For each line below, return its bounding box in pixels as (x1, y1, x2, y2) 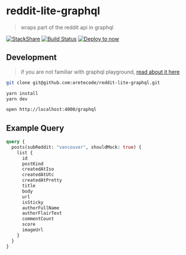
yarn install (6, 90, 39, 96)
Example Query (6, 123, 65, 133)
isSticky (21, 199, 44, 205)
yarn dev (6, 96, 28, 102)
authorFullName (21, 205, 60, 211)
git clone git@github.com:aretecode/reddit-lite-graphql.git (6, 79, 161, 85)
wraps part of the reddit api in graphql (20, 24, 114, 31)
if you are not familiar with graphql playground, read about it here (20, 68, 180, 75)
